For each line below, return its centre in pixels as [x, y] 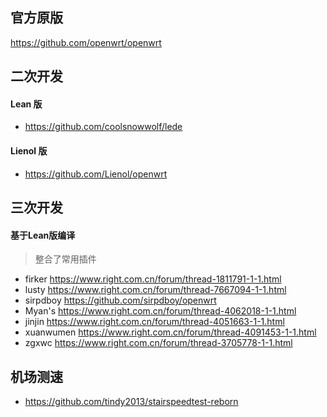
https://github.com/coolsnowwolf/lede [103, 127]
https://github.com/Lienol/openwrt [96, 174]
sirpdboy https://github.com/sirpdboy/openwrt [120, 300]
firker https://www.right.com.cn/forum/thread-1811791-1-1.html [153, 279]
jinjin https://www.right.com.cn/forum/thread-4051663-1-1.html [154, 322]
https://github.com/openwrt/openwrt [86, 42]
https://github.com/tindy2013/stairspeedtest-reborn [131, 402]
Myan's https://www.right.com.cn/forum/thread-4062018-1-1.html [160, 311]
